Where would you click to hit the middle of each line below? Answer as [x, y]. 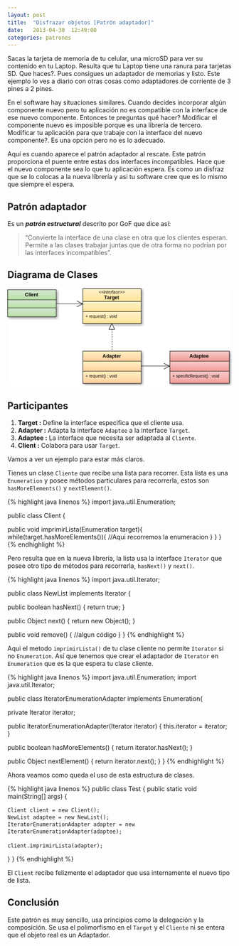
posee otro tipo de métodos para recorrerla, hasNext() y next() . [101, 566]
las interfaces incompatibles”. [68, 253]
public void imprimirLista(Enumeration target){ [75, 529]
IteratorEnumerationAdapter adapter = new [71, 824]
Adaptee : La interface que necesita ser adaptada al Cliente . [107, 438]
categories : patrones [39, 38]
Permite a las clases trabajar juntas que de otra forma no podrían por [126, 245]
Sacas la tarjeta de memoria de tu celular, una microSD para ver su [105, 59]
